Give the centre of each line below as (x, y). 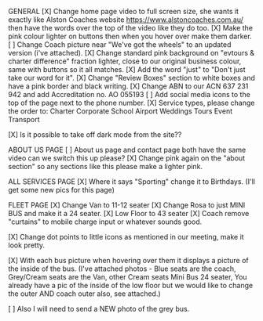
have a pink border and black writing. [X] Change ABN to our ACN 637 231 (128, 86)
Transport (24, 119)
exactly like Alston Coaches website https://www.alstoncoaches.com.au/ (126, 20)
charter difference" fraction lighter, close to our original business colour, (125, 61)
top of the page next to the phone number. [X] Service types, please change (131, 103)
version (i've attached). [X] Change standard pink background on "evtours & (131, 53)
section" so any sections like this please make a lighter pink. (105, 166)
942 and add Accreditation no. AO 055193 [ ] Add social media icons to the (130, 94)
